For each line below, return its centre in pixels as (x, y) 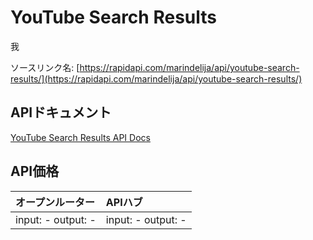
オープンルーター (55, 202)
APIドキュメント (61, 112)
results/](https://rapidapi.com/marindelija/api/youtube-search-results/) (156, 78)
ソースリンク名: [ (45, 67)
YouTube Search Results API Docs (80, 137)
